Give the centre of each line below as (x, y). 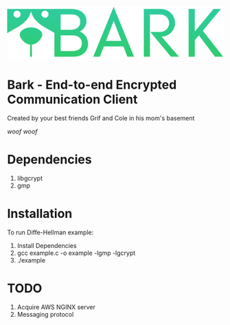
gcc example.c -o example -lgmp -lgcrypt (76, 253)
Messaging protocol (45, 315)
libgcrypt (30, 179)
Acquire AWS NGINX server (56, 307)
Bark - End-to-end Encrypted (92, 85)
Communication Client (72, 99)
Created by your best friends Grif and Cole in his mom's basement (101, 118)
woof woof (22, 132)
